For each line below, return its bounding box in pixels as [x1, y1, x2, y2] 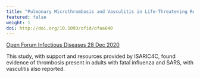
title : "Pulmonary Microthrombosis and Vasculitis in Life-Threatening [6, 8, 187, 15]
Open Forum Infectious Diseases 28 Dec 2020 [6, 41, 120, 48]
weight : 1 [6, 19, 31, 25]
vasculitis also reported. [6, 66, 65, 73]
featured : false [6, 14, 46, 20]
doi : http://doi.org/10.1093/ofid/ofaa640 [6, 25, 113, 31]
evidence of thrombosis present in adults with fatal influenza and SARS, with [6, 59, 193, 66]
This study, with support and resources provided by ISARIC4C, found [6, 53, 176, 60]
